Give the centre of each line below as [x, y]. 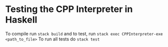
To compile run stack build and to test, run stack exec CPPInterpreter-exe [84, 33]
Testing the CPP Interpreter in [69, 9]
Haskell [21, 20]
